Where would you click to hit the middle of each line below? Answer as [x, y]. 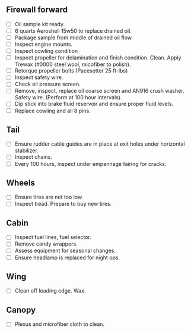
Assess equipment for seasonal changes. [65, 251]
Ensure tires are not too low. [49, 197]
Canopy [21, 310]
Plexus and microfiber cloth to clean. [60, 324]
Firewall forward [37, 10]
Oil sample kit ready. [40, 24]
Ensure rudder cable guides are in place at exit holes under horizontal [100, 144]
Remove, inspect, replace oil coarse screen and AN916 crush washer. [100, 91]
